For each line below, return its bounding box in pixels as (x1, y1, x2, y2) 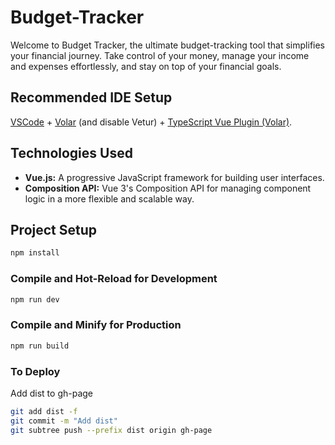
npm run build (10, 341, 70, 351)
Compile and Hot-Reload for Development (10, 272, 218, 286)
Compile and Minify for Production (10, 318, 182, 332)
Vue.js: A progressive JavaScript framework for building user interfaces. (24, 171, 325, 183)
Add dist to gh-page (10, 387, 94, 399)
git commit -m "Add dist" (10, 416, 118, 426)
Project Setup (10, 221, 98, 238)
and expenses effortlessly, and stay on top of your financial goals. (10, 60, 282, 72)
